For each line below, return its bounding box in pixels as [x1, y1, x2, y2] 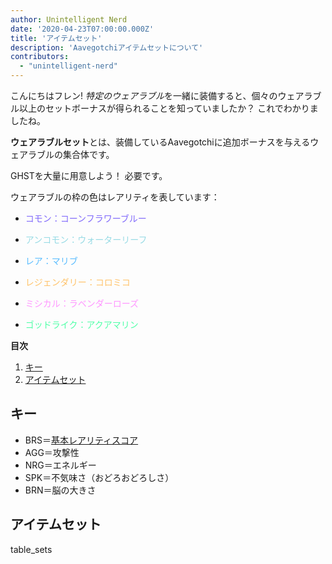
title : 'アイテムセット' [10, 33, 103, 43]
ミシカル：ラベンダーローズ [24, 297, 140, 309]
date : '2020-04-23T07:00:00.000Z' [10, 24, 155, 34]
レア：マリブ [24, 255, 78, 266]
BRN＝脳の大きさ [24, 484, 97, 496]
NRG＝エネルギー [24, 459, 97, 471]
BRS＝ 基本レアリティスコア [24, 434, 139, 446]
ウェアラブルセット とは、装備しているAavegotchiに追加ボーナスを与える [10, 136, 311, 148]
